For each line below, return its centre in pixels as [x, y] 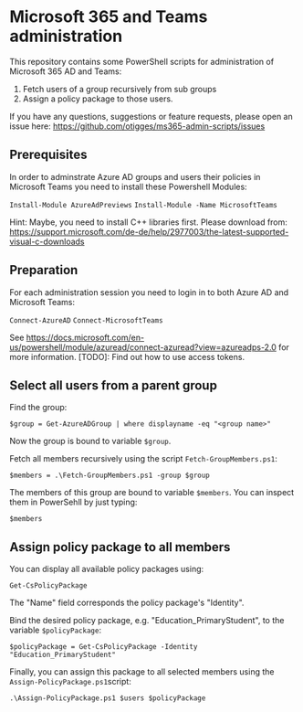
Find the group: [38, 408]
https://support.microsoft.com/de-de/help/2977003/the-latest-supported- [149, 231]
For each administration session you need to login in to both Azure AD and [149, 292]
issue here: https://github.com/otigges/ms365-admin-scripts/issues [137, 126]
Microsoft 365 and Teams [109, 17]
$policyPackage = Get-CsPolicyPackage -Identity [104, 647]
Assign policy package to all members [120, 547]
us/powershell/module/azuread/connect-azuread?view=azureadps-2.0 [143, 347]
